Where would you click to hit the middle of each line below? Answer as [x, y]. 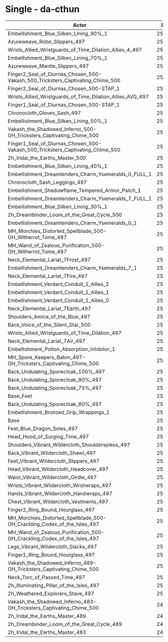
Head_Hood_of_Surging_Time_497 [48, 436]
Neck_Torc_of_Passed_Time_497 [46, 577]
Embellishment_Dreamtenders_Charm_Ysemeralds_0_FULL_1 [80, 174]
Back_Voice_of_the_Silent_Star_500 [49, 324]
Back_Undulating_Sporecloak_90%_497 [55, 379]
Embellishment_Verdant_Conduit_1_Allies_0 [58, 300]
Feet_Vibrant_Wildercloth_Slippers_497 [54, 461]
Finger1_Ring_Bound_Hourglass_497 [51, 554]
